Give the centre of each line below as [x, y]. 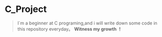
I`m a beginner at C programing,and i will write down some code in [87, 23]
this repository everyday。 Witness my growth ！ [70, 29]
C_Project [26, 9]
